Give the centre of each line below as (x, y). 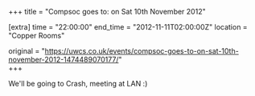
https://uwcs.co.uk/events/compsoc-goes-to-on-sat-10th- (142, 51)
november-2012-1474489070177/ (64, 60)
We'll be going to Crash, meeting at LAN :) (78, 84)
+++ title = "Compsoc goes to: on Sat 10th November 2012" (107, 12)
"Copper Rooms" (37, 36)
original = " (27, 51)
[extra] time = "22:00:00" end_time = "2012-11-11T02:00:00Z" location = (128, 27)
